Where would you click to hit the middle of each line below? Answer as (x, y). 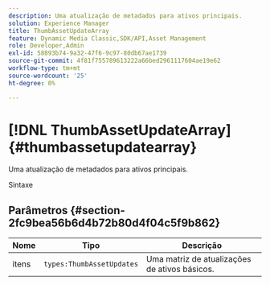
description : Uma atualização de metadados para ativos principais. (125, 16)
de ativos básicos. (180, 269)
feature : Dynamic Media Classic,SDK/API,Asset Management (107, 38)
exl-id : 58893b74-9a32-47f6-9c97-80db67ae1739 (88, 53)
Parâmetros (38, 210)
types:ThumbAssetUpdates (91, 264)
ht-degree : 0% (32, 83)
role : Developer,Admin (46, 46)
